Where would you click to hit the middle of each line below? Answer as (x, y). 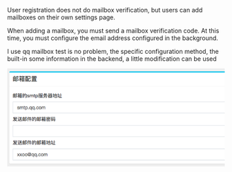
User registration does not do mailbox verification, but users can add (105, 10)
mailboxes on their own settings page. (61, 17)
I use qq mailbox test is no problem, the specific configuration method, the (113, 51)
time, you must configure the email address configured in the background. (113, 38)
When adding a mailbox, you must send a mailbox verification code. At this (113, 31)
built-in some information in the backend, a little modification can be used (112, 59)
